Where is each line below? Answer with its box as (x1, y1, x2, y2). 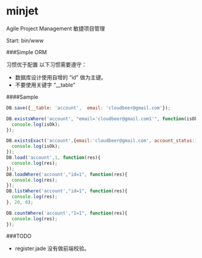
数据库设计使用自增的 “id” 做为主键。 (14, 73, 106, 81)
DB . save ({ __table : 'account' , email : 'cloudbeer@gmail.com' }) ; (6, 105, 171, 111)
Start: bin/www (6, 37, 44, 44)
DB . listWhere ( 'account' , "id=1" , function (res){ (6, 188, 128, 194)
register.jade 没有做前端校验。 (14, 245, 90, 252)
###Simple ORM (6, 48, 47, 55)
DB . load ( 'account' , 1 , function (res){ (6, 155, 101, 161)
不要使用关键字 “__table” (14, 81, 76, 88)
